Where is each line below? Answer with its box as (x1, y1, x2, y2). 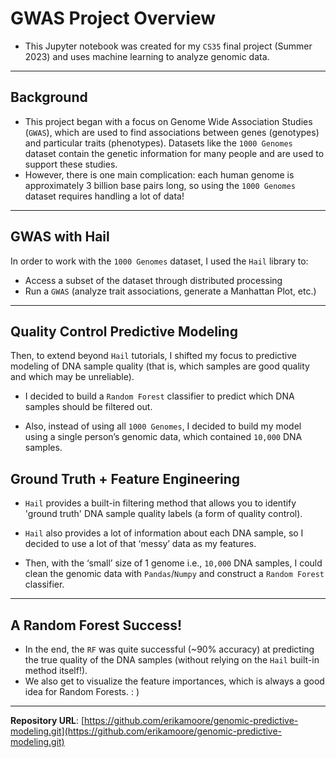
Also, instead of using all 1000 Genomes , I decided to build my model (24, 420, 302, 432)
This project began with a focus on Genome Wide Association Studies (24, 115, 313, 127)
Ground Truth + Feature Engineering (10, 470, 240, 487)
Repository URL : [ (10, 715, 85, 726)
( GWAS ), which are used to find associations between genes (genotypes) (24, 126, 320, 138)
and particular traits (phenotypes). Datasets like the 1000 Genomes (24, 137, 293, 149)
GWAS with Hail (10, 228, 110, 246)
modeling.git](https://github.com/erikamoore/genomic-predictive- (10, 725, 282, 737)
